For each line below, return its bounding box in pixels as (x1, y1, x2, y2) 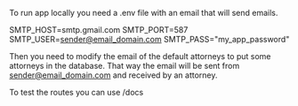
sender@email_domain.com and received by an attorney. (9, 70, 218, 80)
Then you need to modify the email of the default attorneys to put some (9, 51, 271, 61)
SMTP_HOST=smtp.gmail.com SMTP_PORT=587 (9, 25, 189, 34)
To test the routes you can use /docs (9, 87, 144, 97)
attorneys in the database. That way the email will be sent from (9, 61, 240, 71)
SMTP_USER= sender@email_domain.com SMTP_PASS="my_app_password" (9, 34, 290, 44)
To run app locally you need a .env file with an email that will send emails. (9, 8, 278, 18)
